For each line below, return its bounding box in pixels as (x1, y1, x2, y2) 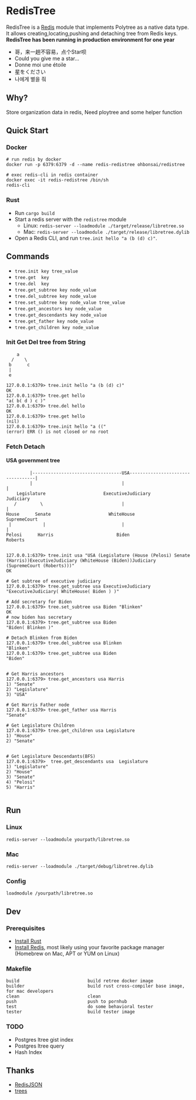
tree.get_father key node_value (14, 318, 94, 324)
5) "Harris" (6, 784, 35, 790)
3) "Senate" (6, 774, 35, 780)
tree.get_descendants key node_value (14, 312, 107, 318)
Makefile (6, 965, 32, 973)
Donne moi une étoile (14, 61, 66, 68)
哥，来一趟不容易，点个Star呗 (14, 48, 87, 55)
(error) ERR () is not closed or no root (6, 429, 109, 435)
